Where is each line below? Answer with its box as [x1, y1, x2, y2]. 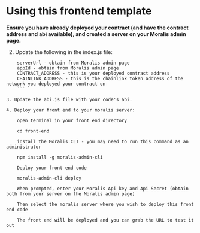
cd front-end [17, 128, 50, 134]
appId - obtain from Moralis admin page [17, 65, 119, 71]
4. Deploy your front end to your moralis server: [6, 107, 135, 113]
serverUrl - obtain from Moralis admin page [17, 60, 130, 66]
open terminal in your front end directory [17, 117, 128, 123]
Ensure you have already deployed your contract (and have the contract [6, 24, 189, 31]
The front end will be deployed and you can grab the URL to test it [17, 217, 195, 223]
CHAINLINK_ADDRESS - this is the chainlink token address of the [17, 75, 184, 81]
